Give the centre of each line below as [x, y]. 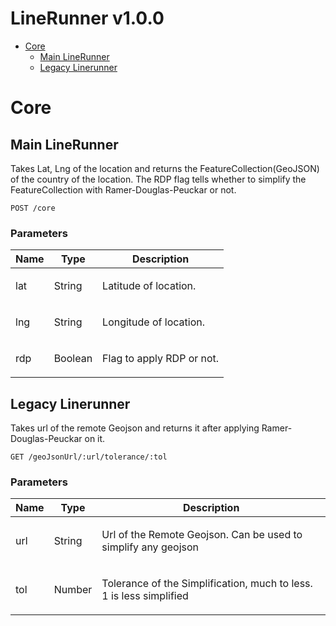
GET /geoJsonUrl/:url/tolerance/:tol [89, 457]
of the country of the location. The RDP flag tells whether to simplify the [158, 179]
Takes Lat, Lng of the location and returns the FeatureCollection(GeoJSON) [165, 168]
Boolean [73, 359]
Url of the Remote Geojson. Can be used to [202, 535]
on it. [95, 439]
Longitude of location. [153, 322]
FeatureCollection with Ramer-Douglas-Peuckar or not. [123, 189]
